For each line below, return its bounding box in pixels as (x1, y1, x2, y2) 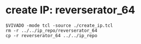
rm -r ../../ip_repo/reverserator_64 (5, 27, 98, 34)
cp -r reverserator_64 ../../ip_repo (5, 32, 98, 38)
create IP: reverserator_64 (5, 3, 136, 17)
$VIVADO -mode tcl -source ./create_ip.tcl (5, 23, 114, 28)
